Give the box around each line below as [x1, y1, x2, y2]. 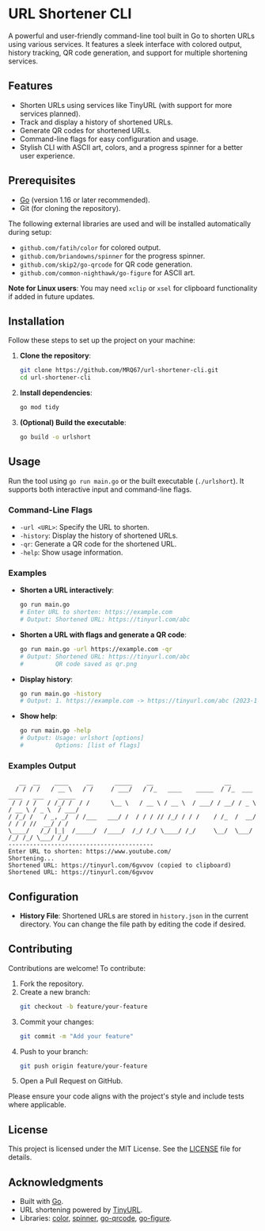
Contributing [8, 942, 73, 956]
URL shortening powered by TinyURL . [19, 1205, 143, 1214]
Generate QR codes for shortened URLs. [19, 125, 152, 135]
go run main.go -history [19, 689, 102, 698]
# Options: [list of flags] [19, 742, 141, 750]
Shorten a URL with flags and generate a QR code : [19, 630, 187, 639]
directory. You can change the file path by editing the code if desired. [19, 919, 247, 929]
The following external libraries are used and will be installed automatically [8, 219, 252, 228]
